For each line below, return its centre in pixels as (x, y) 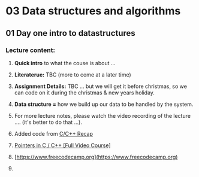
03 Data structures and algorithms (93, 11)
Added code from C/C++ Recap (54, 133)
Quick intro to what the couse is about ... (65, 63)
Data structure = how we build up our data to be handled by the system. (104, 104)
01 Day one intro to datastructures (70, 33)
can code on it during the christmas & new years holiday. (85, 92)
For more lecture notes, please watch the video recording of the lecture (102, 115)
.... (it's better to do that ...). (48, 122)
